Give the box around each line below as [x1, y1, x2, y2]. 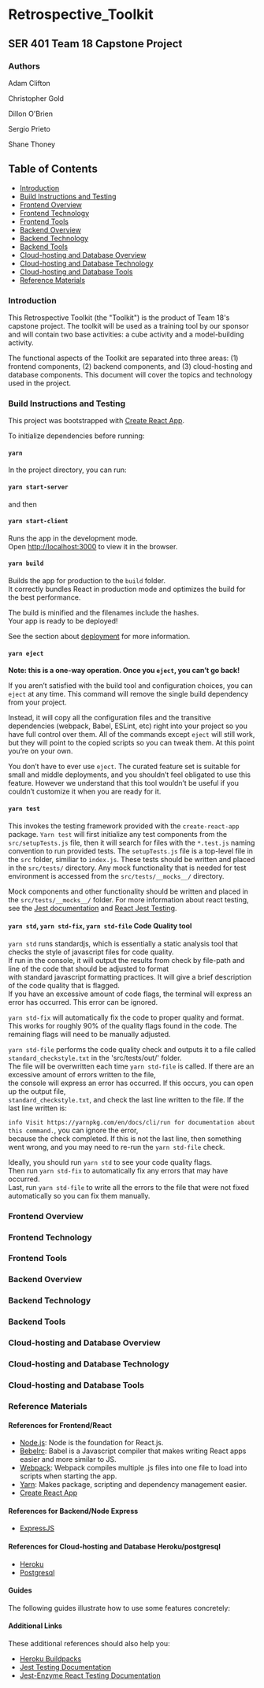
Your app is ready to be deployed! [8, 616, 118, 626]
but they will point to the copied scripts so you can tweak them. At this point [8, 738, 255, 748]
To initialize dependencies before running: [8, 431, 145, 441]
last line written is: [8, 1103, 67, 1113]
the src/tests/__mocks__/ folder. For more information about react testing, [8, 894, 250, 904]
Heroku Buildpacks [19, 1653, 82, 1664]
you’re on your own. [8, 746, 73, 756]
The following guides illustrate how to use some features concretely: [8, 1603, 231, 1612]
